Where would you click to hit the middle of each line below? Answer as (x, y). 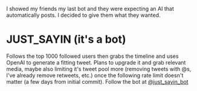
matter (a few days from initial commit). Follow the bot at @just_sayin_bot (97, 81)
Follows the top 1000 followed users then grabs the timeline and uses (92, 56)
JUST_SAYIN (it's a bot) (66, 39)
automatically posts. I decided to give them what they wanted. (84, 15)
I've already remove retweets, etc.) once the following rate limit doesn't (95, 75)
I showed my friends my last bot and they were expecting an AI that (90, 9)
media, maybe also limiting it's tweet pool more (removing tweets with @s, (99, 69)
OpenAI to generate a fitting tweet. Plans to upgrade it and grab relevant (96, 62)
